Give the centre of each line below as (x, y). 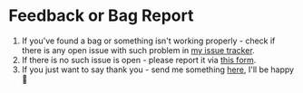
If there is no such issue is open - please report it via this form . (139, 60)
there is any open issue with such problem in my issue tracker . (138, 50)
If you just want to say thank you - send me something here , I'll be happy (158, 70)
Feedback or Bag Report (101, 16)
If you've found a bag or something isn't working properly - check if (148, 41)
